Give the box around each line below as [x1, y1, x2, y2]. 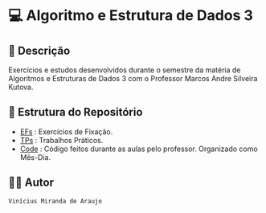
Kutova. [8, 82, 34, 92]
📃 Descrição [8, 43, 71, 57]
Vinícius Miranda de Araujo [8, 197, 103, 205]
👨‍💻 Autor [8, 176, 55, 190]
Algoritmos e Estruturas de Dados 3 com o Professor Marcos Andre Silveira [8, 74, 258, 83]
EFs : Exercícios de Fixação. [19, 126, 113, 137]
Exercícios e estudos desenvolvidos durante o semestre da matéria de [8, 65, 241, 75]
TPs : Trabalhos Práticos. [19, 135, 104, 145]
